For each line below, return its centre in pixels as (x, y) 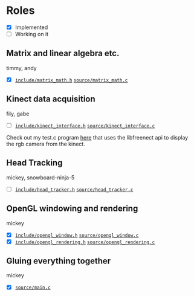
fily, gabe (18, 114)
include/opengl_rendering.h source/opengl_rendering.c (85, 242)
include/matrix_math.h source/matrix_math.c (71, 80)
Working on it (32, 34)
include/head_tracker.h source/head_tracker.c (74, 190)
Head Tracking (34, 163)
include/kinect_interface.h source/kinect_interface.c (85, 126)
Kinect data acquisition (51, 99)
